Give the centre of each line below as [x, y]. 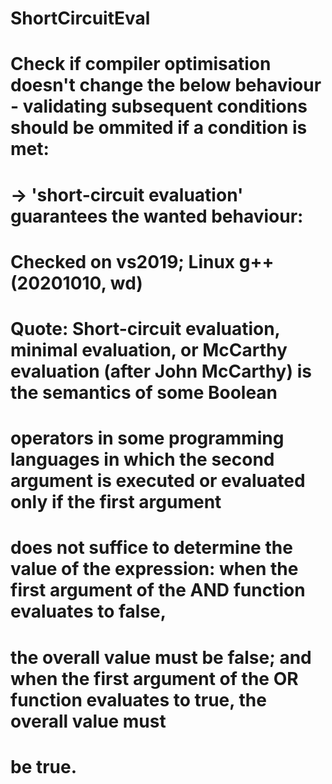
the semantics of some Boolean [144, 392]
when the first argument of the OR [154, 678]
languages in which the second [142, 459]
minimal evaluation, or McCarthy [149, 349]
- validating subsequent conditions [159, 106]
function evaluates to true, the [138, 699]
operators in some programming [147, 438]
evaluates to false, [88, 611]
